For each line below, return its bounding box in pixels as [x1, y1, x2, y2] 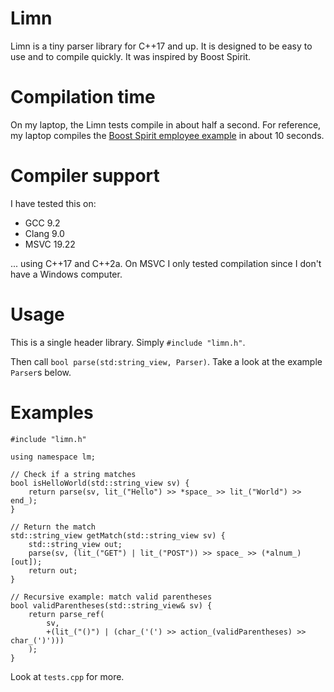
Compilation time [10, 86, 156, 109]
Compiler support [10, 165, 160, 187]
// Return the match [10, 522, 97, 532]
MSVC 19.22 [24, 238, 76, 250]
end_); [10, 495, 38, 506]
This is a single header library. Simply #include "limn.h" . [10, 336, 246, 348]
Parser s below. [10, 366, 72, 378]
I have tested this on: [10, 197, 97, 209]
